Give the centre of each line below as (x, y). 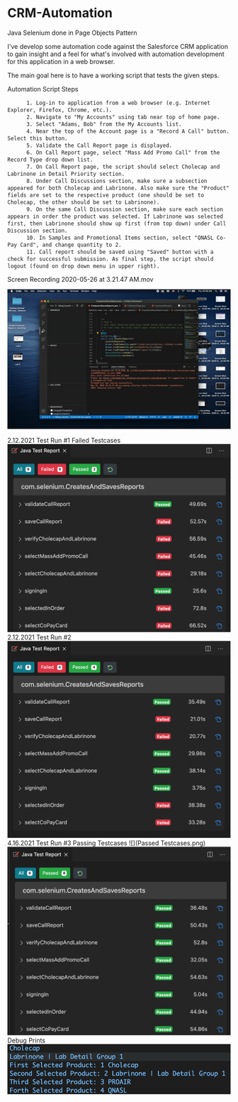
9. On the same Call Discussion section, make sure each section (124, 209)
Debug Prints (27, 1040)
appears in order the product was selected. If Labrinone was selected (115, 216)
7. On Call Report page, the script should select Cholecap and (123, 167)
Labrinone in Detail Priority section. (66, 174)
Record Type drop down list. (50, 160)
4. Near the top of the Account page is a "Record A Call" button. (128, 131)
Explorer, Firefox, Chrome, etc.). (60, 110)
